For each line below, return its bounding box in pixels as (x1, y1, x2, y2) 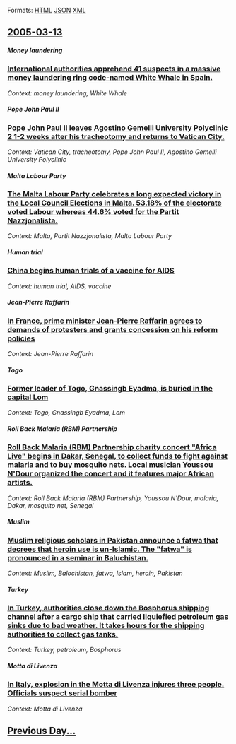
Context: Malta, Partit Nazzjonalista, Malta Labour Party (7, 232, 172, 240)
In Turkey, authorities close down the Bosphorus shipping (7, 603, 210, 613)
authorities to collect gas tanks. (7, 630, 119, 639)
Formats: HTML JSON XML (7, 6, 86, 14)
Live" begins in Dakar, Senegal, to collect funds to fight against (7, 451, 228, 461)
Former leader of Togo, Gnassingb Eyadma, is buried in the (7, 384, 213, 394)
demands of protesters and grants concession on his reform (7, 324, 218, 334)
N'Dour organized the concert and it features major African (7, 469, 214, 479)
